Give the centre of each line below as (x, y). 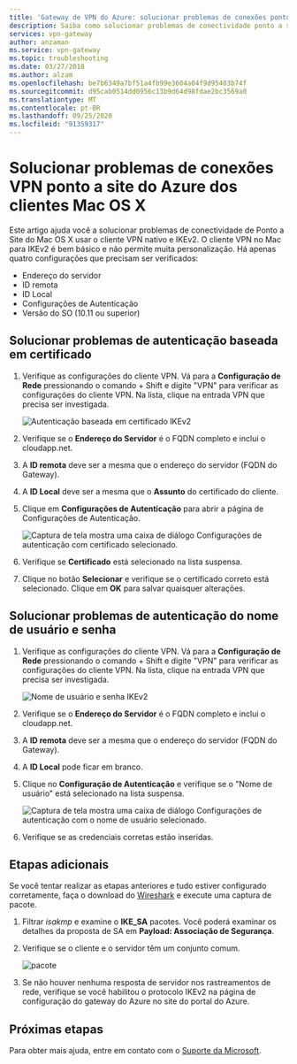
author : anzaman (39, 42)
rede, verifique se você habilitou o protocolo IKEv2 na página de (139, 992)
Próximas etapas (56, 1029)
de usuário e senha (63, 630)
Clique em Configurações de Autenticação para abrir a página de (143, 509)
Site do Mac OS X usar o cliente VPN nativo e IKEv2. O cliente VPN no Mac (145, 239)
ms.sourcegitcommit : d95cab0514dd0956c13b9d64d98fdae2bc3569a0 (128, 91)
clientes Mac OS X (78, 206)
